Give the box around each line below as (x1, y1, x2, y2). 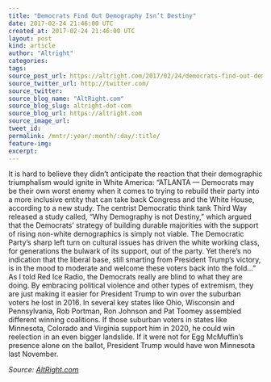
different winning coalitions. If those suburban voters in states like (8, 315, 227, 325)
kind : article (8, 42, 56, 50)
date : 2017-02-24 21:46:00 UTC (8, 19, 114, 27)
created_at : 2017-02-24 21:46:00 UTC (8, 27, 135, 35)
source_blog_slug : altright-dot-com (8, 102, 131, 110)
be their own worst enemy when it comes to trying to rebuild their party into (8, 187, 260, 196)
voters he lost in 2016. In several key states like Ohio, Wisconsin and (8, 298, 236, 308)
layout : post (8, 34, 52, 43)
